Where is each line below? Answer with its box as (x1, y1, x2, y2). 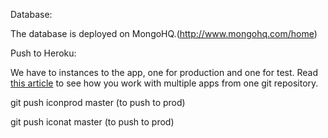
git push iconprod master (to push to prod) (10, 97, 186, 108)
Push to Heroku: (10, 47, 77, 59)
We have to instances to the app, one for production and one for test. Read (10, 67, 319, 78)
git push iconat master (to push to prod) (10, 116, 175, 128)
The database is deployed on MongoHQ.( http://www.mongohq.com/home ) (10, 28, 318, 39)
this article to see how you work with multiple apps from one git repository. (10, 77, 319, 89)
